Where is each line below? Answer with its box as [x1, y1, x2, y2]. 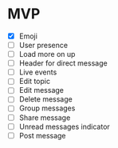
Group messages [18, 103, 76, 113]
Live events [18, 67, 57, 77]
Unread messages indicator [18, 122, 111, 131]
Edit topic [18, 77, 51, 86]
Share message [18, 113, 71, 122]
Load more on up [18, 50, 76, 59]
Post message [18, 130, 66, 140]
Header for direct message [18, 58, 108, 68]
